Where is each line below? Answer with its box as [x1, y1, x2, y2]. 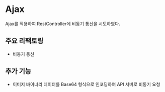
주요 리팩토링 [5, 36, 44, 45]
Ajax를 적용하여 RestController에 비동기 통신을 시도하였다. [5, 20, 121, 26]
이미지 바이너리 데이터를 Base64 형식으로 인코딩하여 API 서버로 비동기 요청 [12, 81, 160, 87]
